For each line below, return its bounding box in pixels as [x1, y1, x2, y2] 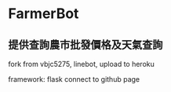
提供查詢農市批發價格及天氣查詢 [8, 38, 163, 51]
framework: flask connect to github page [8, 75, 140, 83]
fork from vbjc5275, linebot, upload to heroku [8, 60, 155, 68]
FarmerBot [8, 5, 79, 23]
